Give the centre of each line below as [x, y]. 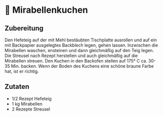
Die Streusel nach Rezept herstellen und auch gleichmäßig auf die [71, 56]
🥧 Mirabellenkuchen [46, 10]
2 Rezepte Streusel [31, 109]
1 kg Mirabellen [27, 104]
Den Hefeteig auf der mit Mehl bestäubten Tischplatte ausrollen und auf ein [81, 40]
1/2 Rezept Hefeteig [32, 98]
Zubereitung [24, 28]
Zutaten [17, 87]
